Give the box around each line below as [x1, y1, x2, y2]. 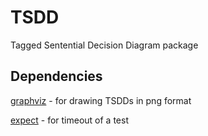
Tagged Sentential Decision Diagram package [10, 39, 199, 51]
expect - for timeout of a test [10, 114, 129, 126]
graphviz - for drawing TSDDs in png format [10, 94, 192, 106]
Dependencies [10, 68, 103, 85]
